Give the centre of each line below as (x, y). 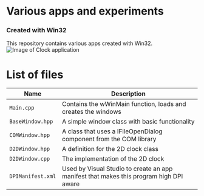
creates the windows (91, 112)
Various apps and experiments (85, 11)
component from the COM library (109, 139)
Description (128, 94)
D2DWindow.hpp (30, 149)
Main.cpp (22, 108)
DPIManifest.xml (33, 177)
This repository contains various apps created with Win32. (80, 43)
